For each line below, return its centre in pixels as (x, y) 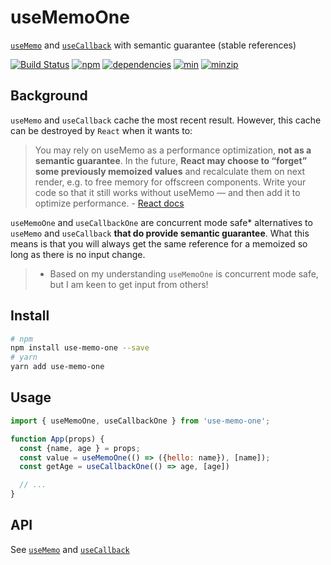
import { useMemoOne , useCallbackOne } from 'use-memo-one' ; (140, 421)
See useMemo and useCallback (70, 549)
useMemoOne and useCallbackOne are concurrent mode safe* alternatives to (161, 222)
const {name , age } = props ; (80, 448)
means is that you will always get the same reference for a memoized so (159, 243)
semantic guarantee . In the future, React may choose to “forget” (171, 160)
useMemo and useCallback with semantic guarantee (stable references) (153, 45)
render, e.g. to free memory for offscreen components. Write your (170, 182)
